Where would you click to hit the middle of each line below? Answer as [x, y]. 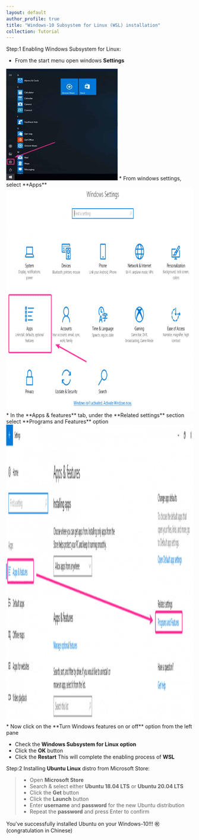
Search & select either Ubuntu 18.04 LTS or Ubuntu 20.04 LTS [107, 786]
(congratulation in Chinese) [40, 830]
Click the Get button [54, 793]
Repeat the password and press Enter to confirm [89, 811]
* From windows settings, [150, 178]
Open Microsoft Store [57, 780]
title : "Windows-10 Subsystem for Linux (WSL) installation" [83, 25]
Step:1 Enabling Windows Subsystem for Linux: [64, 49]
